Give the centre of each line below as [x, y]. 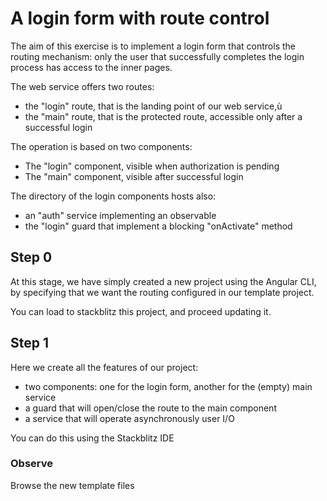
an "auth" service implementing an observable [120, 215]
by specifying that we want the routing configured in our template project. [162, 292]
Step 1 [30, 343]
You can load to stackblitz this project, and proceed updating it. [141, 311]
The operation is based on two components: [101, 146]
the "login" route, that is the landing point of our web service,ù [153, 106]
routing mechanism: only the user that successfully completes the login [157, 56]
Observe [32, 464]
